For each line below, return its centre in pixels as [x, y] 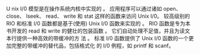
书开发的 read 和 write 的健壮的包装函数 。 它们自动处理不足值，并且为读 [96, 31]
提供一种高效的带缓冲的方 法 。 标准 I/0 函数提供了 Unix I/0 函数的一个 [103, 38]
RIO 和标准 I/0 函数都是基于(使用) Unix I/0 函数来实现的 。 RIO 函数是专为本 [99, 23]
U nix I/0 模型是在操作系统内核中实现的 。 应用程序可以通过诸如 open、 [94, 9]
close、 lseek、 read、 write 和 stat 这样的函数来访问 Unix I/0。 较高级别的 [98, 16]
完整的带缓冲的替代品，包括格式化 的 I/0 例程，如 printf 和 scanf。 [93, 46]
